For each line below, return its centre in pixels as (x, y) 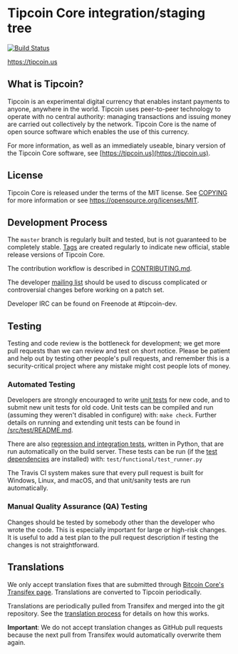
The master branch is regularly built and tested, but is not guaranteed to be (117, 239)
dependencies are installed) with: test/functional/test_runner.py (105, 459)
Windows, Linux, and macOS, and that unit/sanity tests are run (99, 481)
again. (17, 642)
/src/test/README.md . (40, 430)
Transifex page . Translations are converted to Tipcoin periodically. (104, 592)
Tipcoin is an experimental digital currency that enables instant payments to (119, 101)
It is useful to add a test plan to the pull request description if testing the (113, 537)
